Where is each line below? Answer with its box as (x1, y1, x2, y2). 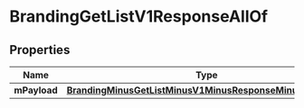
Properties (9, 42, 71, 58)
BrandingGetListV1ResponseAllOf (9, 6, 269, 27)
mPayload (14, 84, 59, 96)
